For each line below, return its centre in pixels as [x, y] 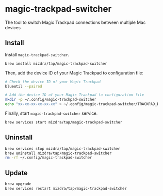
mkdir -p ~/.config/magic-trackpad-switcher [51, 100]
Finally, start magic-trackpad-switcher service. [51, 113]
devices [13, 27]
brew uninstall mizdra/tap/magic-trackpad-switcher [58, 153]
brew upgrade [18, 184]
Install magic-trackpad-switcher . [37, 54]
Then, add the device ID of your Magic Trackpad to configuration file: [74, 73]
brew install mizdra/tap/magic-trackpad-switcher [56, 63]
